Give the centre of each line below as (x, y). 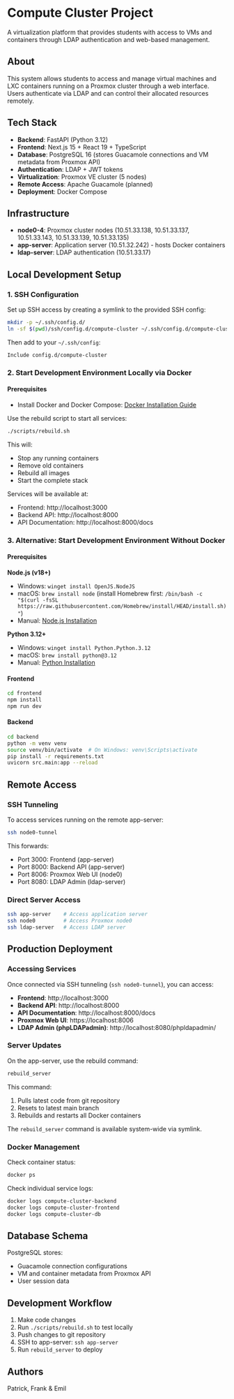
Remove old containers (50, 465)
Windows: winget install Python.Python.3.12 (84, 647)
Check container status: (41, 1162)
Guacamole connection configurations (72, 1266)
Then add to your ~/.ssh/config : (54, 342)
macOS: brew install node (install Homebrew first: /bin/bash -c (110, 593)
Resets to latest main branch (58, 1108)
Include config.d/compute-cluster (57, 355)
